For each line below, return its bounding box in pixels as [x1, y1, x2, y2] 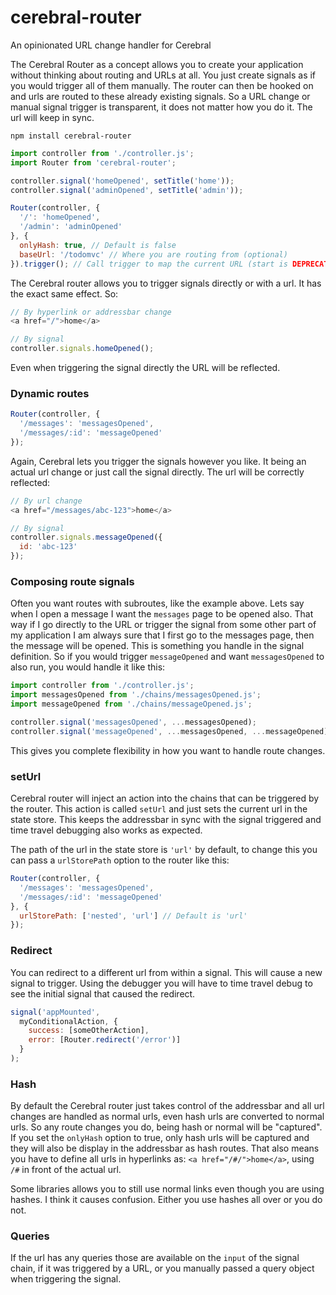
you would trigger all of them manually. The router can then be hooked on [10, 79, 314, 91]
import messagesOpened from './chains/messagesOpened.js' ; [10, 690, 262, 700]
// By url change [10, 496, 83, 506]
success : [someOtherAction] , [28, 1026, 150, 1036]
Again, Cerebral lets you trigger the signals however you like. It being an [10, 455, 307, 467]
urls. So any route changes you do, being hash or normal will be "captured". [10, 1121, 323, 1133]
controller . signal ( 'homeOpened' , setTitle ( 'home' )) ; [10, 176, 235, 186]
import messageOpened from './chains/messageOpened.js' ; [10, 699, 253, 710]
